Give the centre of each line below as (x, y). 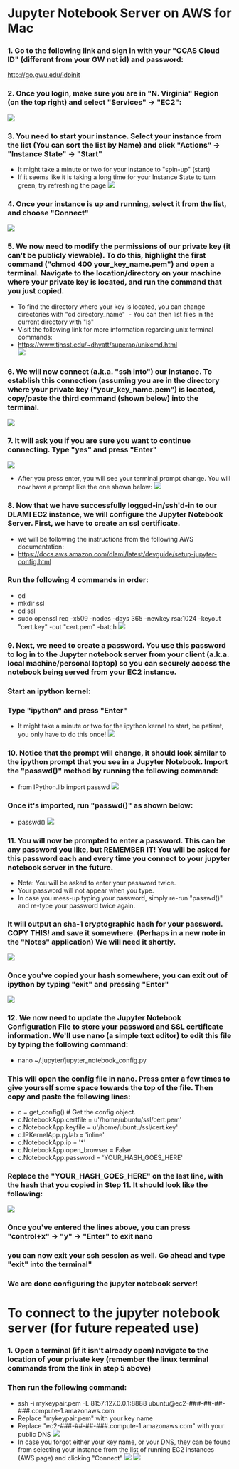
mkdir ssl (31, 603)
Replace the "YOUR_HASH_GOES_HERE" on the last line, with (115, 1176)
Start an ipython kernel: (49, 691)
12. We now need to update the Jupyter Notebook (94, 1018)
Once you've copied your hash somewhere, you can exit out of (118, 975)
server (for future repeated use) (103, 1328)
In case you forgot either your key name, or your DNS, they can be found (124, 1442)
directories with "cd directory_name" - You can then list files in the (116, 314)
